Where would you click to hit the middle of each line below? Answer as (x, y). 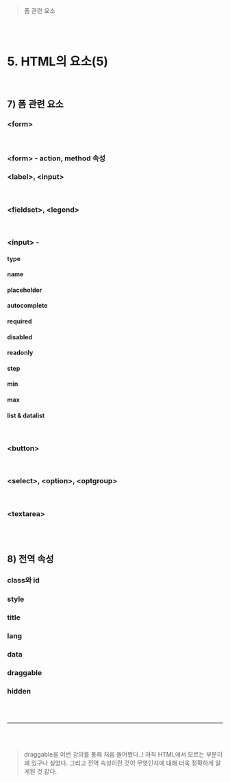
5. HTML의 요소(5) (57, 62)
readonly (20, 353)
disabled (20, 337)
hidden (19, 691)
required (20, 321)
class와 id (23, 581)
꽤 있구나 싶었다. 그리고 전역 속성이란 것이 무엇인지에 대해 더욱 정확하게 (119, 763)
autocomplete (27, 306)
